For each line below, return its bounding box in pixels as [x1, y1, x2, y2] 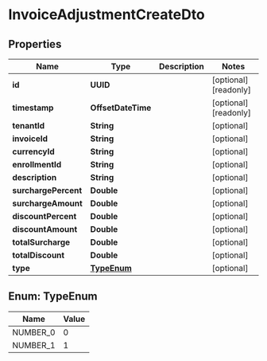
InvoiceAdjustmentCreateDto [8, 6, 205, 24]
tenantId [12, 120, 45, 131]
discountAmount [12, 224, 78, 234]
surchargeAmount [12, 198, 83, 209]
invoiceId [12, 133, 48, 144]
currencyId [12, 146, 55, 157]
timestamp [12, 102, 54, 113]
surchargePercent [12, 185, 83, 196]
